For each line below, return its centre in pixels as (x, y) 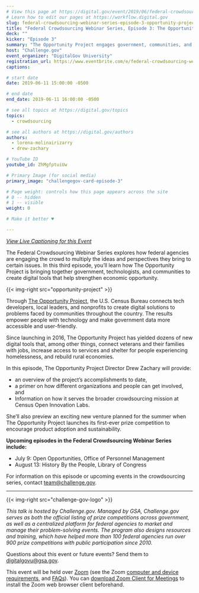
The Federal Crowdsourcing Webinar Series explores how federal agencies (98, 253)
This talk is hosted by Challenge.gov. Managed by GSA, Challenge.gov (93, 511)
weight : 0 (18, 209)
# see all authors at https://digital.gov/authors (70, 132)
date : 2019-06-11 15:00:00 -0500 (47, 83)
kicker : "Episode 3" (32, 39)
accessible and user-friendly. (42, 326)
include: (17, 447)
